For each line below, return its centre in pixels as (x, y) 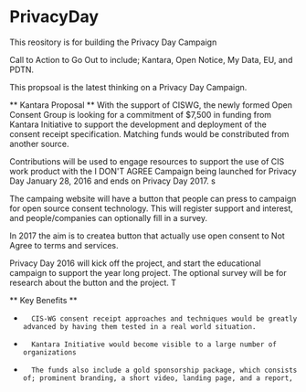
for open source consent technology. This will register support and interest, (152, 208)
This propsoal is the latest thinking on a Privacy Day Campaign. (128, 87)
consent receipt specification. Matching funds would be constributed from (149, 133)
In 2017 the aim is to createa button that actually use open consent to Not (147, 236)
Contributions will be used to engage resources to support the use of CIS (147, 161)
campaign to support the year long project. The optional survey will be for (148, 272)
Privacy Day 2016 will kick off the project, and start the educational (136, 263)
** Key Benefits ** (43, 300)
